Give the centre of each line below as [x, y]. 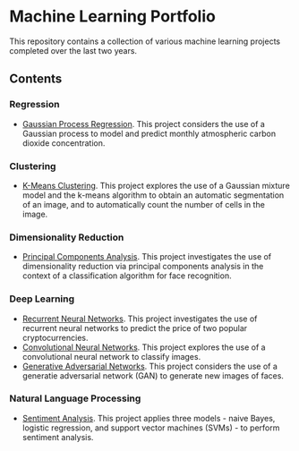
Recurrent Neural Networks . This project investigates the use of [140, 319]
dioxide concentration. [64, 143]
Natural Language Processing [75, 398]
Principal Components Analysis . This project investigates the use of [147, 257]
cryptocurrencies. [55, 337]
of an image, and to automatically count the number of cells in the [144, 204]
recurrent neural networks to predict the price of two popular [135, 328]
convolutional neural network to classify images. [111, 356]
